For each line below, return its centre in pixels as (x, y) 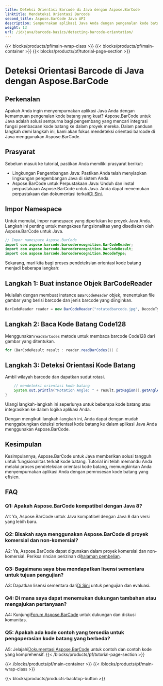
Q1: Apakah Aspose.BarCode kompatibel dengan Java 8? (73, 506)
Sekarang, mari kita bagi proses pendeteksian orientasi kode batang (73, 263)
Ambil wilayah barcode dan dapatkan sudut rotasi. (55, 377)
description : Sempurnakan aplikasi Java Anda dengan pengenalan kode (77, 23)
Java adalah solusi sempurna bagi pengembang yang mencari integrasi (76, 121)
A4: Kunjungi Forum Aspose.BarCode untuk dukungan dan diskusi (70, 615)
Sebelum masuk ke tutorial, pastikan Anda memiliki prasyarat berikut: (74, 163)
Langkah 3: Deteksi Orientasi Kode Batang (70, 365)
